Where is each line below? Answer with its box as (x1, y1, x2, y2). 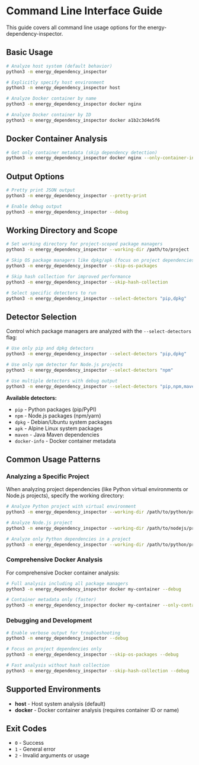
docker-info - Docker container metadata (14, 437, 117, 444)
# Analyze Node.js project (6, 520, 73, 526)
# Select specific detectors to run (6, 290, 97, 296)
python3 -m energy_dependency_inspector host (6, 85, 120, 91)
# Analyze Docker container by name (6, 96, 97, 102)
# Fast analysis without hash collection (6, 662, 110, 669)
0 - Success (14, 739, 44, 747)
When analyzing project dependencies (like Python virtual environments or (6, 486, 188, 493)
